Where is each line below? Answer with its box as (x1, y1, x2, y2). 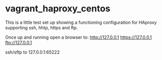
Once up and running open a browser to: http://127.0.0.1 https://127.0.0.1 (5, 34, 152, 40)
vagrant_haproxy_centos (5, 3, 110, 14)
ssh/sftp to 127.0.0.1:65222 (5, 49, 60, 55)
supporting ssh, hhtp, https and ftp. (5, 24, 78, 30)
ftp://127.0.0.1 (5, 39, 32, 45)
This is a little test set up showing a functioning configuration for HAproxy (5, 19, 157, 25)
